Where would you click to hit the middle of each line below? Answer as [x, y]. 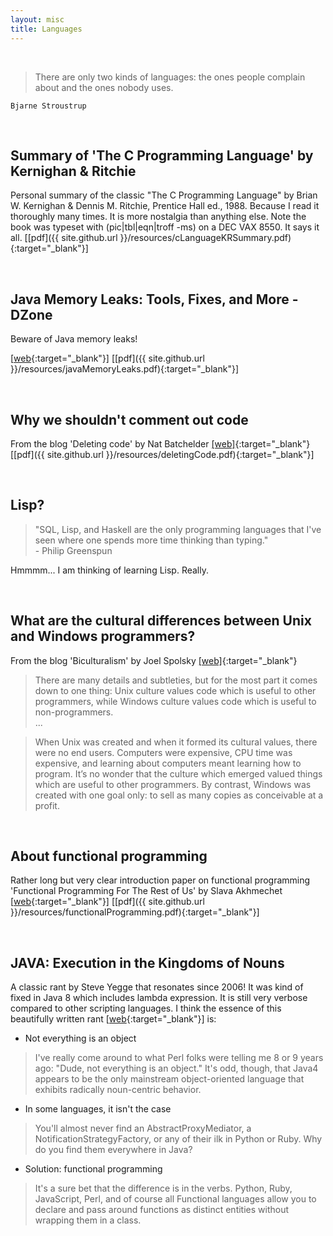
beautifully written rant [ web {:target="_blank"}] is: [113, 1019]
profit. [47, 805]
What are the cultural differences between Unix [161, 621]
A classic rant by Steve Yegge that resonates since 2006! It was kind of [157, 987]
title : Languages [46, 29]
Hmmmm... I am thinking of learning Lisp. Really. [109, 570]
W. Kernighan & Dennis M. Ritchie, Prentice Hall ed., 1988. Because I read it [165, 206]
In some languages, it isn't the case [98, 1109]
